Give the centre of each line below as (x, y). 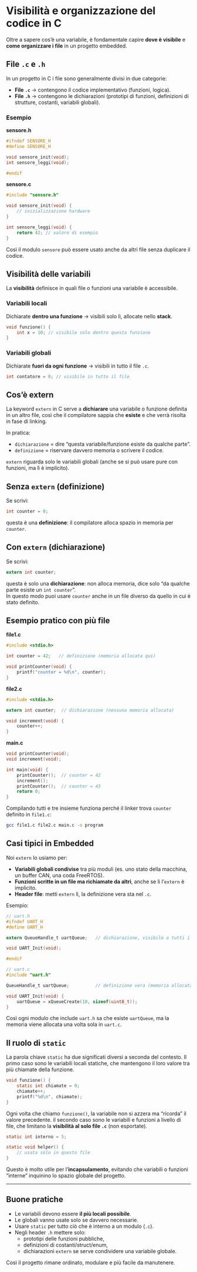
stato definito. (23, 602)
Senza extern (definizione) (55, 487)
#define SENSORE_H (28, 146)
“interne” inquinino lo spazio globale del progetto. (66, 1176)
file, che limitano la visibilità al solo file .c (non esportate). (77, 1126)
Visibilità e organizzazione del (81, 11)
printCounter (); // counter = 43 (59, 786)
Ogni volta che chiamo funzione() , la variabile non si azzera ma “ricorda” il (96, 1113)
